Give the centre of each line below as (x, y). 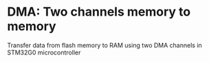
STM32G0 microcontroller (44, 52)
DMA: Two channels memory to (99, 12)
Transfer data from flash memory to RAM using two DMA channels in (105, 45)
